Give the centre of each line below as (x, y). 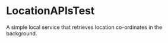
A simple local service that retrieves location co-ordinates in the (84, 27)
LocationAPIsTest (50, 11)
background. (22, 33)
